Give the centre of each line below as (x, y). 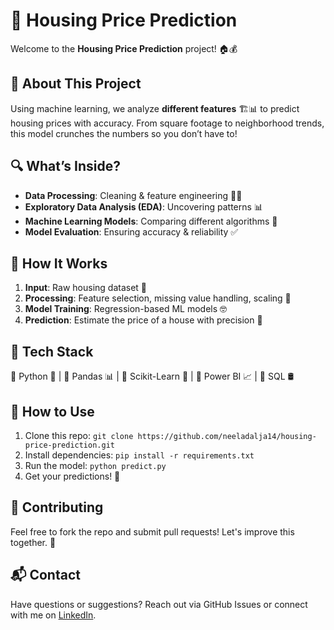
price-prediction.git (69, 445)
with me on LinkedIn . (53, 615)
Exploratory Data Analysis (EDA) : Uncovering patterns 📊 (143, 206)
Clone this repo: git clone (79, 435)
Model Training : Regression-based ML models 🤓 (125, 309)
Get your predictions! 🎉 (72, 476)
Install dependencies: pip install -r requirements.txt (139, 455)
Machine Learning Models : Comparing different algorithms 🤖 (151, 221)
